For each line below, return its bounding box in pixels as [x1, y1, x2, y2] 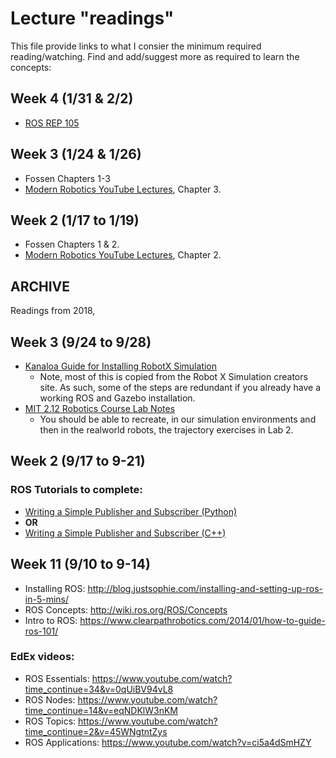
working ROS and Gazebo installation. [39, 392, 196, 404]
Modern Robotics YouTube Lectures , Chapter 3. [24, 183, 222, 195]
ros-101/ [24, 625, 59, 637]
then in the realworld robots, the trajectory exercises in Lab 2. [39, 424, 294, 436]
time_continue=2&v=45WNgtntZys [24, 725, 168, 737]
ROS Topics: [24, 715, 77, 727]
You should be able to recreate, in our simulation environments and [39, 413, 317, 425]
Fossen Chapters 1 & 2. [24, 238, 120, 251]
